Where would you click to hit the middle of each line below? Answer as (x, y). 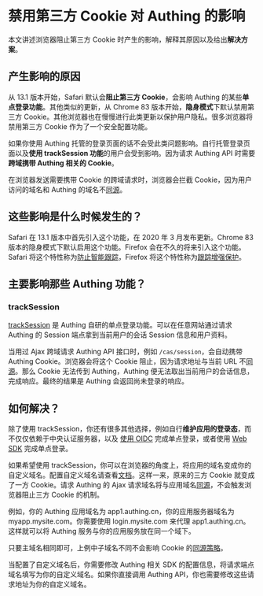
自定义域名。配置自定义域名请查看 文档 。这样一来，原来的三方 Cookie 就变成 (131, 475)
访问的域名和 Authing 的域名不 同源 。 (68, 189)
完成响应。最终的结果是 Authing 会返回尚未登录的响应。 (98, 381)
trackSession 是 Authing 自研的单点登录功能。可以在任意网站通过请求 (121, 325)
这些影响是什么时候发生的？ (75, 217)
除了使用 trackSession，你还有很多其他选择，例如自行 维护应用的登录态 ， (126, 429)
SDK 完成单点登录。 (40, 449)
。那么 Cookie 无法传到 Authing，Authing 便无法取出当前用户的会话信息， (135, 372)
